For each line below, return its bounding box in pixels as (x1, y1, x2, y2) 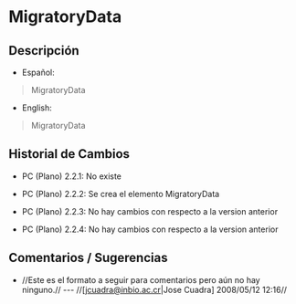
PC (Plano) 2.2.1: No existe (21, 171, 122, 182)
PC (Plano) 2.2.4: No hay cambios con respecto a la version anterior (21, 224, 279, 235)
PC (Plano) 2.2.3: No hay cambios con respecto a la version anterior (21, 205, 279, 216)
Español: (21, 67, 56, 78)
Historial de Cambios (8, 146, 130, 162)
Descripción (8, 43, 79, 58)
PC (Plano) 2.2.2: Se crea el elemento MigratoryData (21, 188, 220, 199)
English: (21, 102, 52, 113)
